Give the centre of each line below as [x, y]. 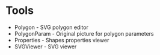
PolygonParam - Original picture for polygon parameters [84, 33]
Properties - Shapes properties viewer [62, 40]
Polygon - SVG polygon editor [51, 27]
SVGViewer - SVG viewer [45, 47]
